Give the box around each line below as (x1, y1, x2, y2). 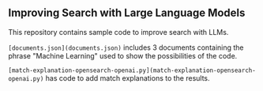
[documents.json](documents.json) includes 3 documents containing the (8, 43, 244, 52)
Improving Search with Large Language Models (8, 6, 246, 20)
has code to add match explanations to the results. (45, 73, 211, 82)
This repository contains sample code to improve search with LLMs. (8, 27, 229, 36)
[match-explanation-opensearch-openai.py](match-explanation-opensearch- (8, 66, 257, 74)
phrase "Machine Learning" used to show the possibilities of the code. (8, 51, 238, 60)
